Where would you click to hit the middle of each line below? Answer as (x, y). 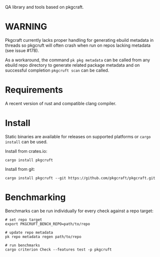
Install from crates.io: (26, 151)
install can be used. (26, 142)
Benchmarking (36, 197)
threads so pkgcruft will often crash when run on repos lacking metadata (78, 45)
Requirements (34, 90)
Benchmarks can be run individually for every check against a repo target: (79, 211)
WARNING (26, 27)
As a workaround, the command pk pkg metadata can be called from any (78, 60)
